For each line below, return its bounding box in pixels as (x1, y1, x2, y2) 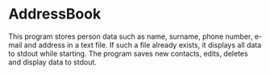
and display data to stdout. (8, 57, 97, 67)
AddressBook (8, 5, 102, 23)
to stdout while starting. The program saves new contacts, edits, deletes (8, 48, 248, 58)
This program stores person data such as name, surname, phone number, (8, 31, 253, 41)
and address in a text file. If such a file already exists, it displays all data (23, 40, 262, 49)
